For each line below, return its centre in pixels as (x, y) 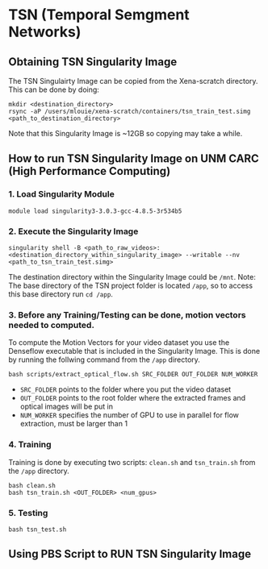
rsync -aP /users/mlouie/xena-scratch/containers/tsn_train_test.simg (130, 111)
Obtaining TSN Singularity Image (93, 62)
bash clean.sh (32, 485)
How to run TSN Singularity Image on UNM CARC (134, 159)
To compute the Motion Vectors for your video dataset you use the (119, 343)
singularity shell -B (45, 247)
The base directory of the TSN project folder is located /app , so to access (130, 285)
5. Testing (28, 513)
